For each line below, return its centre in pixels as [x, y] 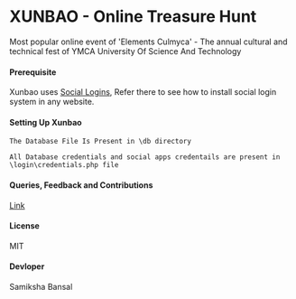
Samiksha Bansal [41, 286]
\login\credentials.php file [64, 165]
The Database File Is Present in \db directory [101, 142]
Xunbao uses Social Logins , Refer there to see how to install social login [143, 92]
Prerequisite [33, 72]
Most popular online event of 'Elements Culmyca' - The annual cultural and [148, 42]
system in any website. [52, 102]
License [25, 226]
